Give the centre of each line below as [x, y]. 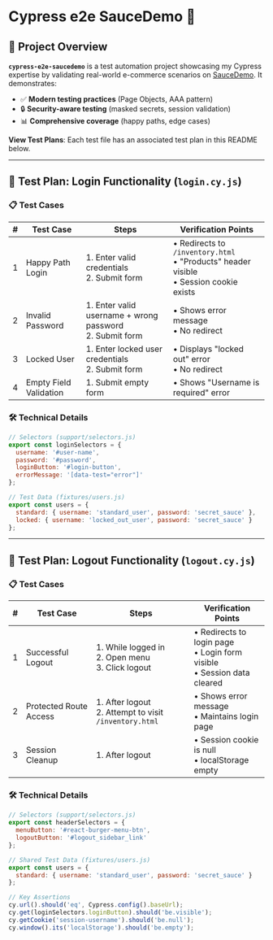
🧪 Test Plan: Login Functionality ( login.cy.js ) [125, 182]
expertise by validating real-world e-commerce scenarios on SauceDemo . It [135, 75]
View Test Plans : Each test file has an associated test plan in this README [133, 140]
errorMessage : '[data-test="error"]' [80, 475]
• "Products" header [212, 261]
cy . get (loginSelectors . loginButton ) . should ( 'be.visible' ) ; [110, 913]
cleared [208, 683]
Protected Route [56, 707]
